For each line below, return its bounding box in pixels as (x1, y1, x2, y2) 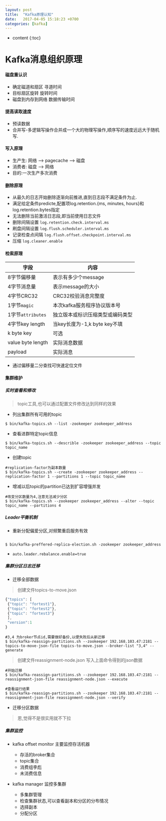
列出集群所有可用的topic (12, 411, 62, 417)
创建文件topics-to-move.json (17, 587, 77, 593)
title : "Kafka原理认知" (5, 12, 54, 17)
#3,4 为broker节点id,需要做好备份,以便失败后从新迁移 (5, 635, 105, 640)
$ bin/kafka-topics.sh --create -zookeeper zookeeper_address (5, 470, 137, 475)
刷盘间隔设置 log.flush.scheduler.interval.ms (12, 226, 109, 232)
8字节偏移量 (7, 274, 36, 281)
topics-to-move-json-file (5, 643, 59, 649)
